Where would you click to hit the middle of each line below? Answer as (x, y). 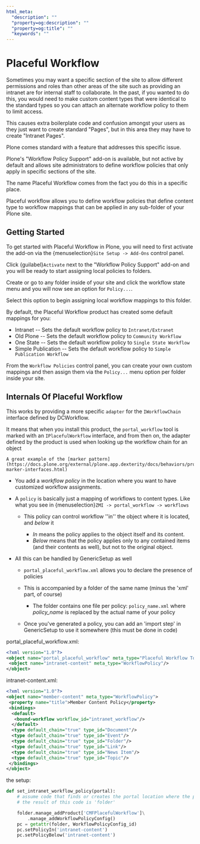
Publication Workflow (41, 354)
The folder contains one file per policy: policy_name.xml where (109, 606)
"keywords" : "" (30, 34)
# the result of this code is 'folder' (66, 802)
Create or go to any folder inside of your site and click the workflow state (96, 282)
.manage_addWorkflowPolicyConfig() (72, 818)
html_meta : (20, 12)
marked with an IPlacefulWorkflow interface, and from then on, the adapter (98, 435)
